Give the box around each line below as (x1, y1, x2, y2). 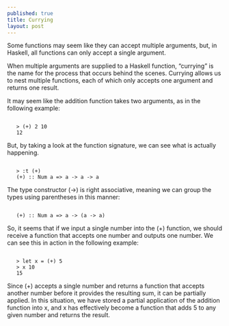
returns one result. (7, 83, 59, 92)
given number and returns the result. (7, 311, 111, 319)
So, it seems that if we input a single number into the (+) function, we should (7, 224, 223, 232)
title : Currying (7, 16, 53, 23)
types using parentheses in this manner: (7, 193, 120, 202)
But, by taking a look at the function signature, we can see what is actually (7, 141, 217, 150)
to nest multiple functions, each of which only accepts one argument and (7, 77, 213, 85)
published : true (7, 10, 53, 17)
